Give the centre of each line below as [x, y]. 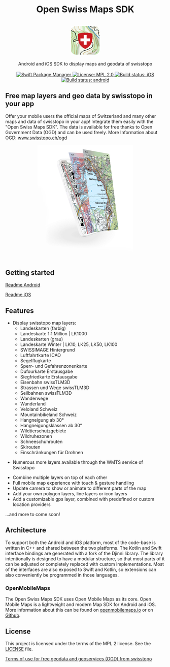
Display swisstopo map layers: [44, 323]
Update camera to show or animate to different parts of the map [79, 488]
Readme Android [23, 285]
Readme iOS [18, 295]
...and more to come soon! [33, 514]
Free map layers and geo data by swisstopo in [79, 96]
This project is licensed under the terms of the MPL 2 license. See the [78, 643]
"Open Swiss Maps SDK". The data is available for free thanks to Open [79, 127]
